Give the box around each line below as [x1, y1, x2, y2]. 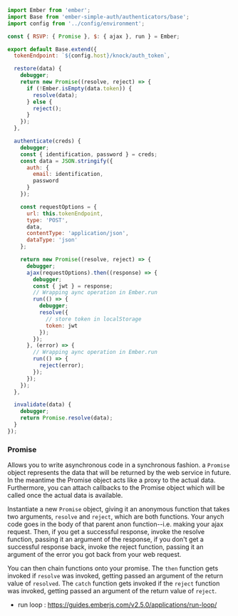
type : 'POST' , [26, 216, 69, 224]
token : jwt [45, 322, 78, 329]
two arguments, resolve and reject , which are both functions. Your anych [7, 513, 224, 521]
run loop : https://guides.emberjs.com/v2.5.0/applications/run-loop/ [17, 600, 217, 609]
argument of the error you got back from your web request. [7, 550, 182, 559]
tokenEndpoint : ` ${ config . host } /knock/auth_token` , [14, 52, 171, 60]
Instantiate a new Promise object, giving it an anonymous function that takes [7, 505, 230, 513]
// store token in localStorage [45, 315, 142, 323]
